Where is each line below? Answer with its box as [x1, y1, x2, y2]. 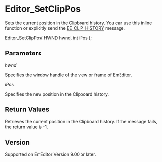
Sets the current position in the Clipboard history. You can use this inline [5, 20, 152, 26]
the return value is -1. [5, 124, 48, 130]
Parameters [5, 49, 42, 57]
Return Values [5, 106, 50, 114]
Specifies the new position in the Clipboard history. [5, 91, 109, 97]
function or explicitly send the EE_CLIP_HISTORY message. [5, 25, 125, 31]
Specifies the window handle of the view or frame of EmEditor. [5, 72, 132, 78]
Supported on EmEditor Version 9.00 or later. [5, 151, 96, 157]
